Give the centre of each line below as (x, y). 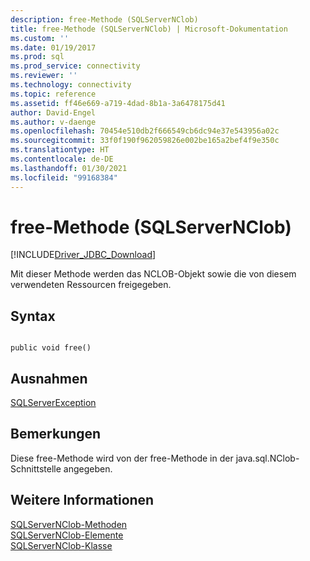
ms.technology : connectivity (71, 85)
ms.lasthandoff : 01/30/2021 (69, 168)
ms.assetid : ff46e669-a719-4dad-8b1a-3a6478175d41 (118, 103)
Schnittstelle (36, 468)
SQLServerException (53, 403)
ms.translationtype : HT (60, 150)
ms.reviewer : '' (44, 76)
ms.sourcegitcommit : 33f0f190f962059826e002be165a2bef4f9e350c (145, 141)
